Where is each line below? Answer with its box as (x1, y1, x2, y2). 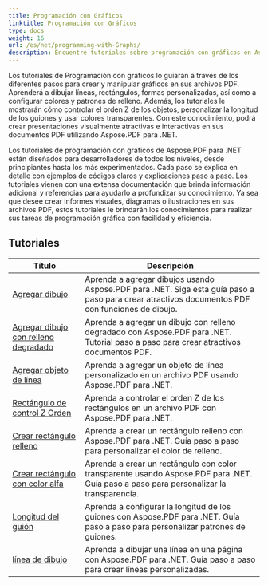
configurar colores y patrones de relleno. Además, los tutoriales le (8, 97, 226, 105)
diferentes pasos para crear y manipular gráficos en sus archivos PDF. (8, 79, 240, 89)
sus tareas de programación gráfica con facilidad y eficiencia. (8, 213, 211, 223)
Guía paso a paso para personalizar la (85, 478, 227, 489)
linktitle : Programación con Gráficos (8, 19, 137, 27)
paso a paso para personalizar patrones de (85, 520, 246, 532)
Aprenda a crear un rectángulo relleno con (85, 425, 243, 436)
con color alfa (12, 478, 64, 489)
